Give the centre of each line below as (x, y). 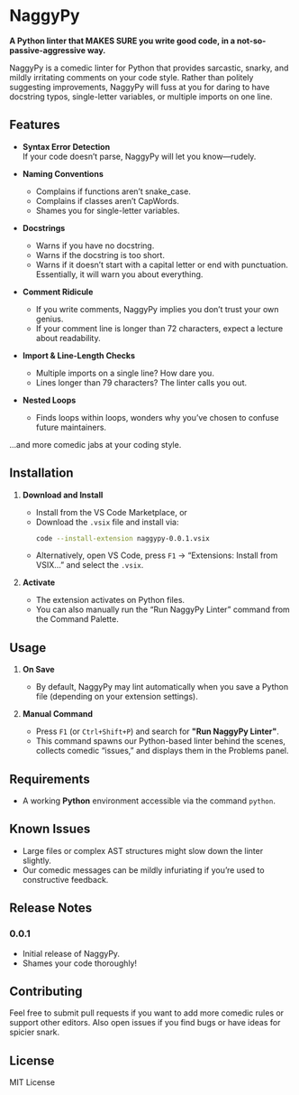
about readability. (68, 338)
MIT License (32, 1082)
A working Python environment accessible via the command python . (149, 801)
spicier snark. (35, 1032)
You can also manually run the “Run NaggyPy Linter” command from (163, 609)
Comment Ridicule (58, 292)
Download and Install (63, 495)
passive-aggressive (48, 50)
